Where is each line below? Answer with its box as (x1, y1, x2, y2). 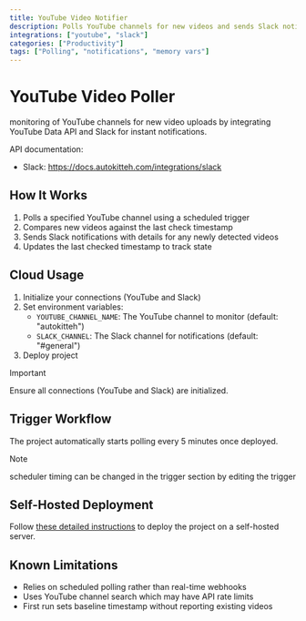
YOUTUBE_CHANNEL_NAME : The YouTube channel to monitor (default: (36, 310, 279, 321)
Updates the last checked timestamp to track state (22, 240, 212, 251)
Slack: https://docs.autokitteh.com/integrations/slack (22, 161, 222, 173)
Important (9, 367, 46, 378)
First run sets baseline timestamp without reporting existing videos (22, 601, 273, 612)
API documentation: (9, 144, 84, 155)
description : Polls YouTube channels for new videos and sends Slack (9, 22, 280, 31)
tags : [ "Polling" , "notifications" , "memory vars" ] (9, 47, 209, 56)
